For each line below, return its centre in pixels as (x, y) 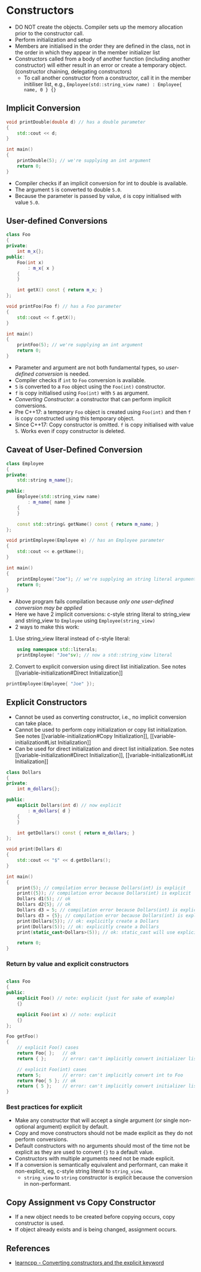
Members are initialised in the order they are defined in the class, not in (103, 46)
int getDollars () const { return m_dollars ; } (76, 833)
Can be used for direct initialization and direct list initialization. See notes (104, 749)
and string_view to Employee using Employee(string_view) (85, 621)
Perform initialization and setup (53, 39)
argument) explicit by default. (72, 1126)
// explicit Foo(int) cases (52, 1069)
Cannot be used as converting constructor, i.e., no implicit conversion (100, 717)
